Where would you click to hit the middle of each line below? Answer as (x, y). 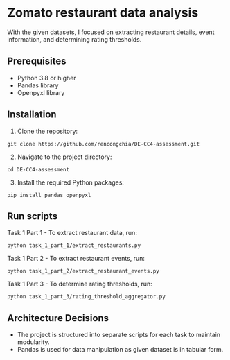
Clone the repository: (47, 131)
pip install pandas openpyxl (49, 195)
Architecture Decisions (58, 318)
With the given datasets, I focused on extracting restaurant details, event (111, 32)
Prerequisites (37, 61)
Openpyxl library (41, 92)
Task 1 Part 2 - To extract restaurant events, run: (76, 259)
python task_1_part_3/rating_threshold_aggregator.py (87, 297)
